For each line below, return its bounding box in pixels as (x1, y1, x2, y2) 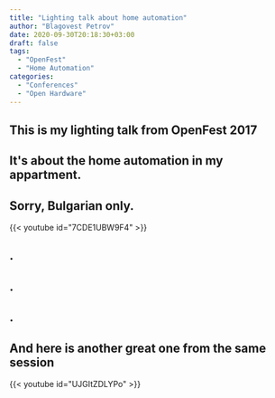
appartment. (9, 167, 82, 183)
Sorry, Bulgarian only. (9, 198, 134, 213)
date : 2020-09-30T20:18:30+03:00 (9, 30, 135, 39)
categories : (9, 72, 54, 81)
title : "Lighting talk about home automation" (9, 13, 188, 23)
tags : (9, 47, 30, 56)
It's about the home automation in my (9, 153, 224, 168)
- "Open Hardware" (17, 89, 87, 98)
